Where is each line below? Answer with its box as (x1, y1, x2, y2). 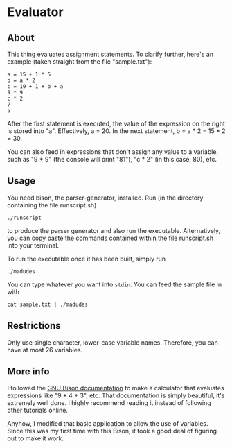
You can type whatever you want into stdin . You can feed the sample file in (7, 280, 222, 288)
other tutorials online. (7, 406, 68, 415)
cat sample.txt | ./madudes (7, 301, 89, 308)
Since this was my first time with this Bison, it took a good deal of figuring (7, 427, 217, 436)
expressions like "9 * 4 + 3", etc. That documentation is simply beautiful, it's (7, 391, 225, 399)
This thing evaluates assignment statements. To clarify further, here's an (7, 50, 213, 58)
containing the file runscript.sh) (7, 200, 97, 209)
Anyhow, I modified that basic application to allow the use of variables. (7, 420, 208, 428)
